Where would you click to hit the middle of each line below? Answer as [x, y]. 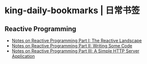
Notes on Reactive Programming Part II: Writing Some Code [72, 46]
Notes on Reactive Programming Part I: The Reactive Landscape [77, 41]
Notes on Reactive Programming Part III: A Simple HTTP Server [75, 51]
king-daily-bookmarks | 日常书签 [72, 11]
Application [23, 56]
